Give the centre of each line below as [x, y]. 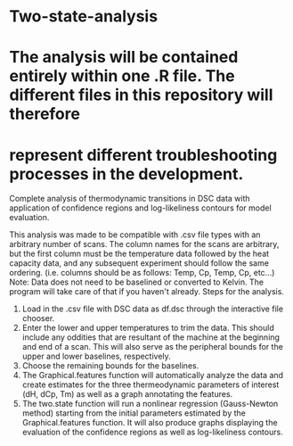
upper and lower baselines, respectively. [96, 356]
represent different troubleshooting [143, 155]
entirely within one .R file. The [122, 76]
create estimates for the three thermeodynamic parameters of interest [151, 384]
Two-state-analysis [84, 17]
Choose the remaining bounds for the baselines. [110, 366]
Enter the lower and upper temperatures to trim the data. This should [148, 328]
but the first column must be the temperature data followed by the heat [139, 254]
